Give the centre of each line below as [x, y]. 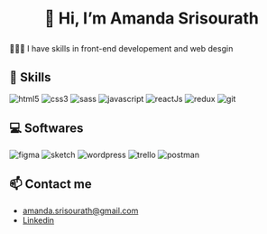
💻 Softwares [46, 129]
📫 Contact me [51, 184]
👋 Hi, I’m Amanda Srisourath [152, 19]
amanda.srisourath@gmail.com [80, 211]
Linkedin [38, 220]
